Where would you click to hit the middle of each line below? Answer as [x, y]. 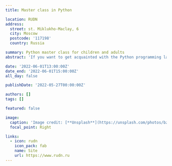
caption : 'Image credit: [36, 122]
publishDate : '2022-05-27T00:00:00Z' [46, 85]
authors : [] [18, 95]
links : [12, 136]
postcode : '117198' [31, 38]
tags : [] [15, 99]
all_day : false [21, 76]
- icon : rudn [24, 141]
